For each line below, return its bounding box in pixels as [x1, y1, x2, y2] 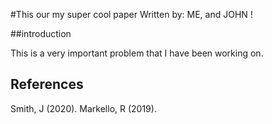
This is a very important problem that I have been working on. [10, 47, 264, 59]
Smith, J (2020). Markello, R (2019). [10, 102, 157, 114]
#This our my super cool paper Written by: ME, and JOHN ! [10, 9, 253, 20]
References [10, 76, 84, 93]
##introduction [10, 28, 72, 39]
